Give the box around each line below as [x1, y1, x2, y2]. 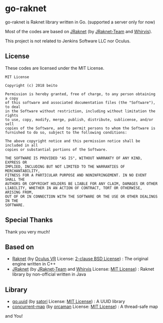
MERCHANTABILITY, [5, 168, 40, 173]
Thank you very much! [5, 229, 50, 235]
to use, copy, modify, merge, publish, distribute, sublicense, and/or [5, 117, 153, 122]
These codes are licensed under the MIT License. [5, 65, 105, 71]
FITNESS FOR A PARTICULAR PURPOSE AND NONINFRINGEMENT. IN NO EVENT [5, 173, 147, 178]
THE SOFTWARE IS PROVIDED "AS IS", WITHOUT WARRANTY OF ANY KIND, [5, 156, 143, 161]
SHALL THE [5, 177, 25, 182]
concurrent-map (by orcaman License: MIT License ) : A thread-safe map [12, 303, 158, 310]
